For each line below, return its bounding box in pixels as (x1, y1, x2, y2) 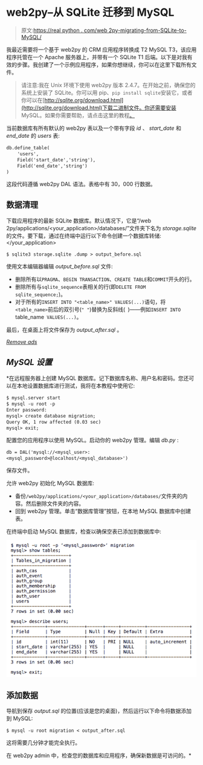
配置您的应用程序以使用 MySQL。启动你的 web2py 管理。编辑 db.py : (6, 436, 179, 444)
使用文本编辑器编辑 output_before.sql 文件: (6, 262, 113, 270)
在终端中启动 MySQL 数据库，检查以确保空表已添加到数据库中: (6, 528, 162, 535)
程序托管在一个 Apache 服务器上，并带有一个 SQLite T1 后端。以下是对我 (6, 53, 187, 60)
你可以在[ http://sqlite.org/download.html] (21, 96, 124, 103)
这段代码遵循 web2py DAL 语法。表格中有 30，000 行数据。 (6, 180, 156, 187)
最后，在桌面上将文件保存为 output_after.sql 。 (6, 326, 123, 333)
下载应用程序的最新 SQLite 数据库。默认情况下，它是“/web (6, 217, 152, 224)
